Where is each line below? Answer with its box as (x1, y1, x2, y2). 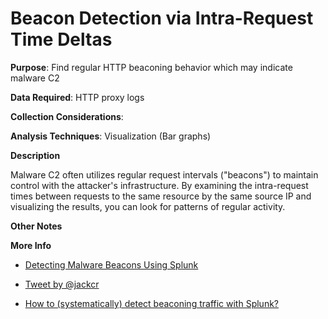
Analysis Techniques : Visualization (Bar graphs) (10, 130, 212, 142)
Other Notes (10, 220, 63, 232)
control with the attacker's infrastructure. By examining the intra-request (10, 179, 309, 191)
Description (10, 149, 61, 161)
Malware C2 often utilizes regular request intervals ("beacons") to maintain (10, 168, 319, 181)
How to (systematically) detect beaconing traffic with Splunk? (24, 297, 279, 309)
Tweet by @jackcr (24, 278, 100, 290)
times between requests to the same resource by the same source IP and (10, 190, 312, 202)
